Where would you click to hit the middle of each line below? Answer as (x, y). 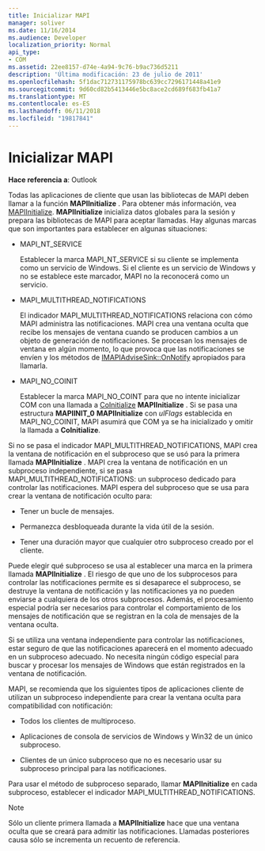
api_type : (25, 52)
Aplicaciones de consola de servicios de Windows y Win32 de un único (136, 736)
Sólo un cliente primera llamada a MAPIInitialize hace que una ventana (124, 823)
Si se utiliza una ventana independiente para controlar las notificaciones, (127, 640)
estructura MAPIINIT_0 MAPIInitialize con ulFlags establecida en (126, 413)
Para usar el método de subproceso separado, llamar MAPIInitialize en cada (133, 784)
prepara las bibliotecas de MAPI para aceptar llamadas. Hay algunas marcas (132, 220)
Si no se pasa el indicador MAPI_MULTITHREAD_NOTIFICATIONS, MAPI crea (133, 445)
